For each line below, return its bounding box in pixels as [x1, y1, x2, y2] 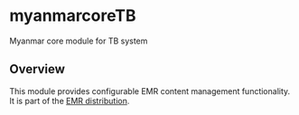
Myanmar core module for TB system [9, 35, 148, 46]
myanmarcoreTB [9, 5, 136, 26]
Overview [9, 62, 66, 77]
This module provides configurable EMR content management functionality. [9, 85, 291, 96]
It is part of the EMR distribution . [9, 95, 130, 106]
